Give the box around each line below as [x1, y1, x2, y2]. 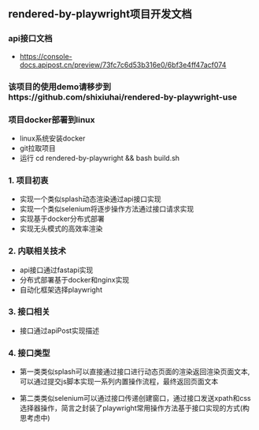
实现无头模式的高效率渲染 [19, 224, 103, 234]
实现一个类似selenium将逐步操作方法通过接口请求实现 [19, 204, 194, 214]
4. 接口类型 [8, 347, 50, 358]
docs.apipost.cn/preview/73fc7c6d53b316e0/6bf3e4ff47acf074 [19, 60, 227, 69]
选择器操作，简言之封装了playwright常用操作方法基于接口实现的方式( [19, 403, 243, 413]
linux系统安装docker [19, 133, 86, 143]
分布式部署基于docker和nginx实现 [19, 275, 130, 284]
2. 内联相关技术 [8, 245, 67, 256]
